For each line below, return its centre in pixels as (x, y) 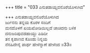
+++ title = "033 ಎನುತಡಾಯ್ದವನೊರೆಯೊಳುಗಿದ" (45, 7)
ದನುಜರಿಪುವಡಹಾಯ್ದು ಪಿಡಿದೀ (26, 33)
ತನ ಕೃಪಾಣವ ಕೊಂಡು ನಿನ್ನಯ (26, 39)
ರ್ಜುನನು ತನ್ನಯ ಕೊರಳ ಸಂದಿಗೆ (28, 22)
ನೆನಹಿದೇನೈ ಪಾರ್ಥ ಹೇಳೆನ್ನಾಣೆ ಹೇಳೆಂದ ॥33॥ (39, 44)
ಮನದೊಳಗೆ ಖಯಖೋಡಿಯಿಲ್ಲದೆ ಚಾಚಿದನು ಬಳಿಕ (41, 28)
